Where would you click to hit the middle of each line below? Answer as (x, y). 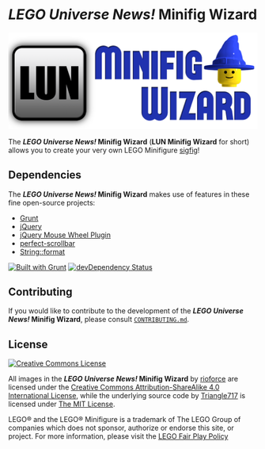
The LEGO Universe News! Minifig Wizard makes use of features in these (129, 194)
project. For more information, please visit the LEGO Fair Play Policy (118, 436)
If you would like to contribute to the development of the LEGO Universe (126, 311)
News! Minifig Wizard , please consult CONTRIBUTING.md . (99, 320)
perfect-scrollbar (47, 243)
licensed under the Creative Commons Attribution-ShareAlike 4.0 (114, 387)
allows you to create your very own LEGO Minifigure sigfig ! (104, 150)
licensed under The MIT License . (62, 404)
